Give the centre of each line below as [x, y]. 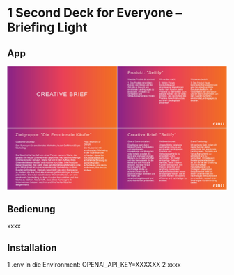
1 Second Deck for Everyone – [95, 13]
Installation [32, 248]
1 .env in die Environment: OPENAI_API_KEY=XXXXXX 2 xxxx [94, 265]
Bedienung [31, 209]
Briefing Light [47, 28]
